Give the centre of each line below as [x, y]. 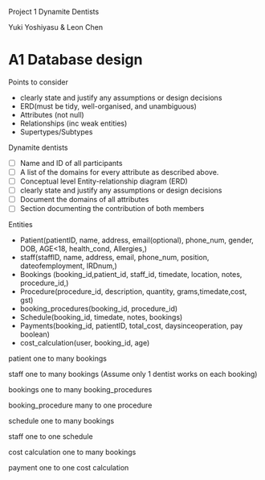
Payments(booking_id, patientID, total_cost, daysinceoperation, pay [131, 326]
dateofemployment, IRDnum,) [69, 266]
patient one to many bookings [57, 358]
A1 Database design [75, 60]
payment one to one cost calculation [69, 468]
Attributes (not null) [52, 114]
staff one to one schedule [51, 437]
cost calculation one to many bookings [72, 452]
